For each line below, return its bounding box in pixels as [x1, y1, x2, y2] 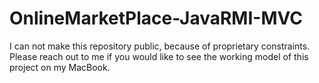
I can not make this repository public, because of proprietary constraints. [9, 40, 311, 52]
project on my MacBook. [9, 61, 111, 73]
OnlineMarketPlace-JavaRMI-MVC [9, 7, 303, 30]
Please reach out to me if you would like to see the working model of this [9, 50, 309, 62]
